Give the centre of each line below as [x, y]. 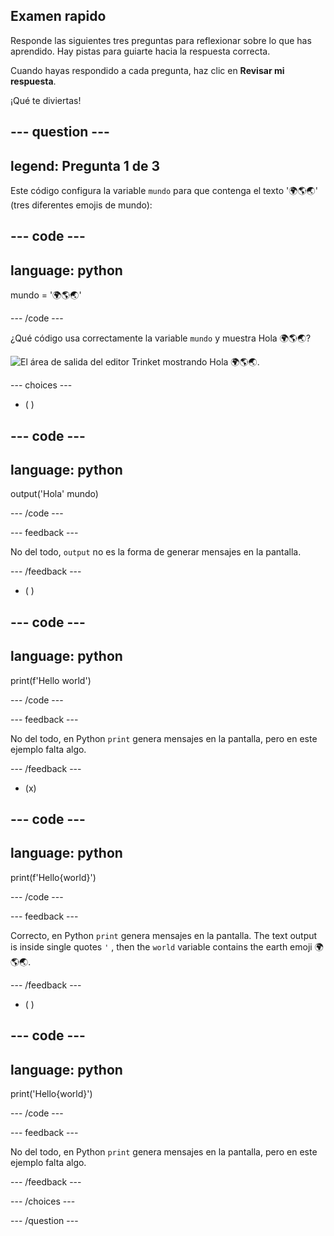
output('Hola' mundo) [54, 494]
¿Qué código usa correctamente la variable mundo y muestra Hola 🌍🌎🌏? [161, 338]
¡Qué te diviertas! [46, 100]
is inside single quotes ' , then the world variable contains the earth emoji [161, 946]
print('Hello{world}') [51, 1094]
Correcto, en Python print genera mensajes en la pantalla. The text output [164, 935]
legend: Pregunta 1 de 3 [85, 165]
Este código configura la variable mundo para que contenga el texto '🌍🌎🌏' [164, 191]
